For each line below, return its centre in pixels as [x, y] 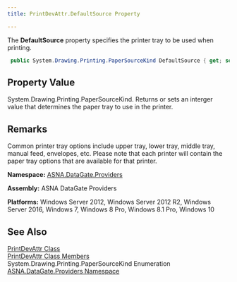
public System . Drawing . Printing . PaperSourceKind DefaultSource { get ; [116, 61]
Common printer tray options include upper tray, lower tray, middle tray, [111, 146]
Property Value [41, 82]
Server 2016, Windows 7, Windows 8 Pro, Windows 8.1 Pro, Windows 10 [111, 209]
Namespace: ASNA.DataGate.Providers [65, 175]
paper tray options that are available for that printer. [82, 161]
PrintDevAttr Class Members [48, 256]
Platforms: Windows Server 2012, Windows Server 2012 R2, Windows [109, 202]
